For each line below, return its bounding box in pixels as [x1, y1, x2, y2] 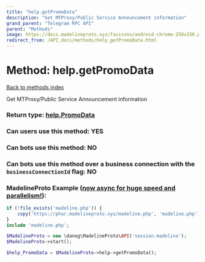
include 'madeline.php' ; [6, 222, 70, 228]
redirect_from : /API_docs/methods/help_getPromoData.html [6, 37, 157, 43]
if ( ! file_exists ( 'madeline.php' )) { [6, 205, 103, 211]
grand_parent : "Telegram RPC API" [6, 20, 95, 26]
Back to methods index [6, 83, 64, 91]
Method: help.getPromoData [6, 63, 154, 77]
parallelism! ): [6, 191, 47, 200]
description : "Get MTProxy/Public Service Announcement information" [6, 15, 187, 21]
